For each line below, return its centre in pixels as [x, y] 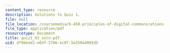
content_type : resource [30, 10]
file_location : [21, 24]
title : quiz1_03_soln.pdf [32, 38]
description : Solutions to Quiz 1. [43, 15]
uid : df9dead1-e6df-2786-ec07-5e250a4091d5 [52, 43]
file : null [17, 19]
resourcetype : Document [30, 33]
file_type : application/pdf [35, 29]
